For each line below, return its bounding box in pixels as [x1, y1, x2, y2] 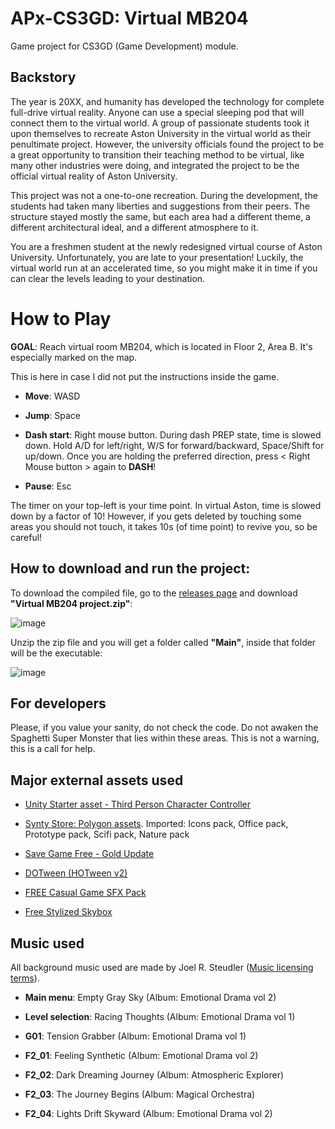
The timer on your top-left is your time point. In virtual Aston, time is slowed [10, 499, 322, 511]
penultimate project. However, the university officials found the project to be [10, 138, 325, 150]
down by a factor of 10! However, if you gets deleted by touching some [10, 510, 302, 522]
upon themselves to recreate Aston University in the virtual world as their [10, 127, 312, 139]
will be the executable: [10, 647, 103, 659]
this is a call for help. [10, 743, 96, 755]
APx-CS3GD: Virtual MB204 [10, 7, 249, 30]
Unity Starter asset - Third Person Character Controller [24, 798, 252, 811]
